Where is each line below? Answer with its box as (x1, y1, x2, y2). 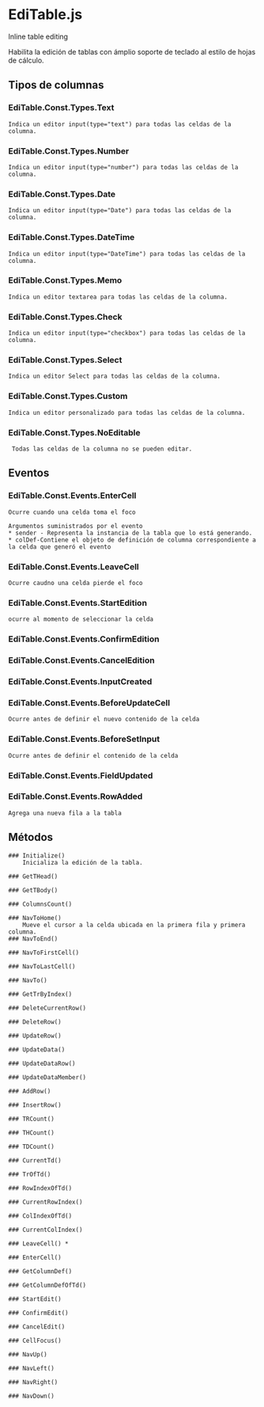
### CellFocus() (8, 1337, 62, 1344)
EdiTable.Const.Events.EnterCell (8, 490, 137, 501)
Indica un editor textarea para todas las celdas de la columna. (8, 293, 228, 301)
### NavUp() (8, 1350, 47, 1359)
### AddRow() (8, 1087, 51, 1095)
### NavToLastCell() (8, 962, 77, 971)
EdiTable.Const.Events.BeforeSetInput (8, 734, 160, 745)
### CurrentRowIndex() (8, 1198, 83, 1206)
